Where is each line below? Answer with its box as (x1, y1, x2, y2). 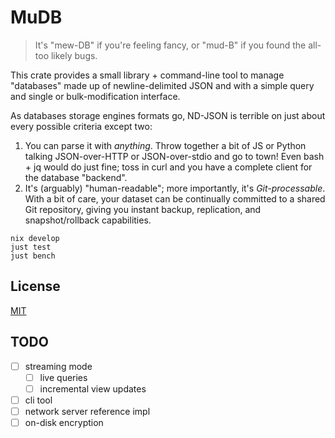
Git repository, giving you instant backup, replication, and (24, 203, 262, 215)
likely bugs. (50, 49, 98, 61)
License (10, 278, 61, 295)
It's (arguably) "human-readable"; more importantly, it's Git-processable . (24, 182, 326, 194)
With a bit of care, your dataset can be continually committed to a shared (24, 192, 326, 205)
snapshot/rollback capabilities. (24, 214, 152, 226)
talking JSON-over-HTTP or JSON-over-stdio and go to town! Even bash (24, 150, 325, 162)
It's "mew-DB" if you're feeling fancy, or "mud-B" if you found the (34, 39, 307, 51)
